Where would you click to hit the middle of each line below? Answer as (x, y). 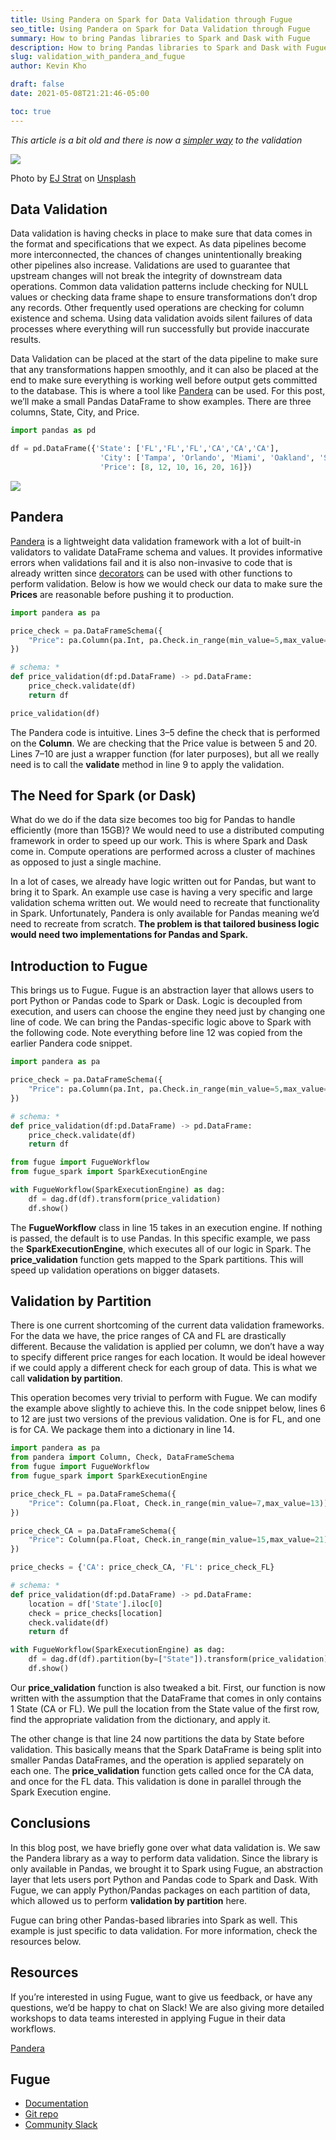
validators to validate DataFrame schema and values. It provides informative (166, 552)
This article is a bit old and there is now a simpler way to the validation (156, 140)
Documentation (56, 2103)
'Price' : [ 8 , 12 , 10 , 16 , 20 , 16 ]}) (176, 467)
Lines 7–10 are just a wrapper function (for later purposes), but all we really (165, 753)
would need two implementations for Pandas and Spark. (129, 935)
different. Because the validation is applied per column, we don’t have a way (167, 1347)
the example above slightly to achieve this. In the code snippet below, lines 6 (168, 1408)
